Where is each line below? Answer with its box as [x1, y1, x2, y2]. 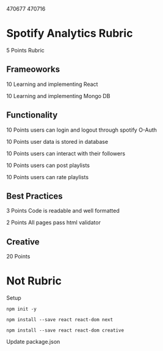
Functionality [6, 110, 58, 121]
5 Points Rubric [6, 46, 45, 54]
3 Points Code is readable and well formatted [6, 207, 120, 214]
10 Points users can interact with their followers [6, 149, 126, 157]
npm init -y [6, 306, 37, 313]
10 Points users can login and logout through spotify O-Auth [6, 126, 158, 133]
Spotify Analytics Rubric [6, 27, 133, 40]
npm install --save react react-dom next [6, 317, 114, 323]
